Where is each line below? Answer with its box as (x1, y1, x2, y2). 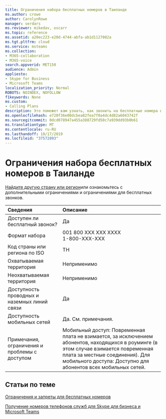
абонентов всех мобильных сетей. (62, 364, 146, 371)
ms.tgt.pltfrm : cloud (5, 40, 50, 45)
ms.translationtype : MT (5, 122, 54, 127)
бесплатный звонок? (7, 221, 58, 228)
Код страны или (7, 243, 46, 250)
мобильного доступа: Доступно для (62, 358, 149, 365)
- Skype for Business (5, 76, 50, 81)
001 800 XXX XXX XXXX (62, 229, 121, 236)
